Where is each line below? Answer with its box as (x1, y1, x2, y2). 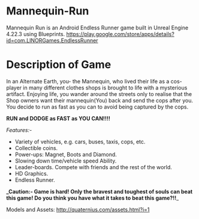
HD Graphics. (14, 170, 49, 177)
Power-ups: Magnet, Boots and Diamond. (14, 151, 117, 158)
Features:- (6, 126, 32, 133)
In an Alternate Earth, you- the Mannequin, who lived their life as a (6, 77, 170, 85)
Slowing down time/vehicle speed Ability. (14, 157, 117, 164)
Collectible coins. (14, 144, 58, 151)
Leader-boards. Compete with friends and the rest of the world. (14, 163, 173, 170)
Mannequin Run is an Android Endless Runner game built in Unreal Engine (6, 24, 189, 31)
